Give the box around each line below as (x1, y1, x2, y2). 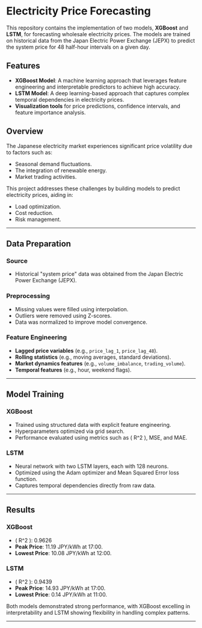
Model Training (6, 390, 64, 400)
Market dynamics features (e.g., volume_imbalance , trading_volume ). (14, 359, 186, 367)
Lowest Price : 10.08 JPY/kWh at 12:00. (14, 549, 112, 556)
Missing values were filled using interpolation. (14, 305, 129, 312)
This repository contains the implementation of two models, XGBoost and (6, 24, 188, 31)
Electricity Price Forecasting (6, 4, 151, 18)
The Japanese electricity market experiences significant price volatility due (6, 142, 193, 149)
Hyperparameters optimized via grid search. (14, 427, 125, 435)
